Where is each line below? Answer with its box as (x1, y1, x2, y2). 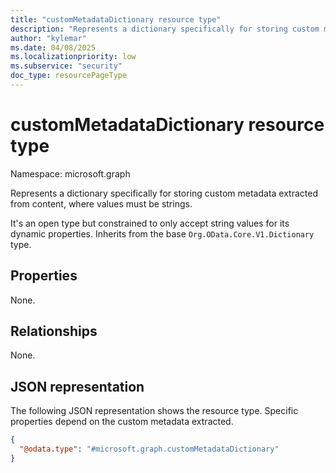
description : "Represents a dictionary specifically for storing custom (10, 24, 320, 34)
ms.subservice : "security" (10, 61, 123, 71)
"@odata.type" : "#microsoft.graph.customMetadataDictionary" (19, 444, 280, 455)
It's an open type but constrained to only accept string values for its (10, 217, 290, 229)
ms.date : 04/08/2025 (10, 42, 97, 53)
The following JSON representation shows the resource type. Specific (10, 405, 299, 417)
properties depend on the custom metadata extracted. (10, 416, 234, 428)
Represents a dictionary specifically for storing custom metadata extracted (10, 187, 318, 199)
